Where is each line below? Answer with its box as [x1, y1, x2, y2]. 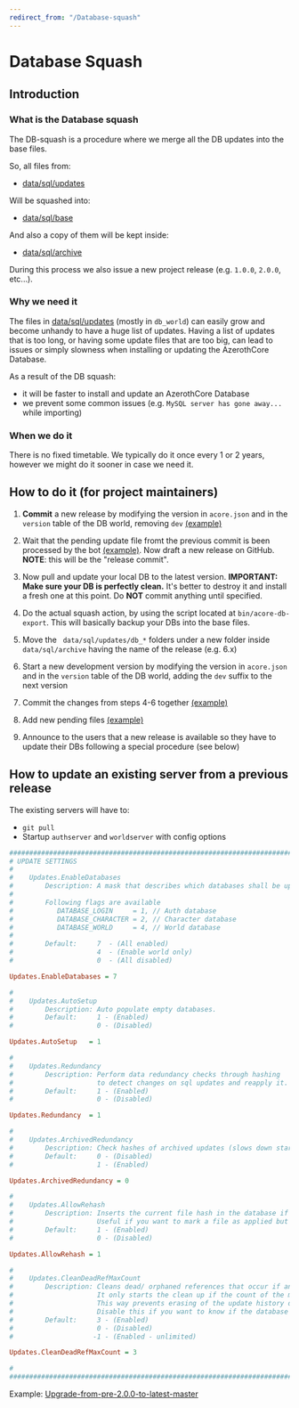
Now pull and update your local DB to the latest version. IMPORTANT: [21, 571, 279, 582]
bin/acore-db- [237, 609, 290, 618]
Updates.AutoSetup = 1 [9, 1038, 101, 1046]
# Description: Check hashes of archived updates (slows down [9, 1143, 273, 1152]
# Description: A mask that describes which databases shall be [9, 882, 280, 891]
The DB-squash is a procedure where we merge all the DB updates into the [9, 134, 285, 144]
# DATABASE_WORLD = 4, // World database [9, 923, 221, 932]
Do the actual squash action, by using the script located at [21, 607, 236, 618]
